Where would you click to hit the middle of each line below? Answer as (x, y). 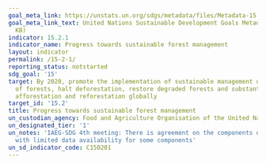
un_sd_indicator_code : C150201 (60, 147)
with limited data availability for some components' (106, 140)
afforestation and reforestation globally (86, 96)
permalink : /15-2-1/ (42, 60)
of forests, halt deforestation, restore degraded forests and (122, 89)
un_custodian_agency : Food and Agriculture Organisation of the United (129, 118)
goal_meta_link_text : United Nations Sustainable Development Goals (123, 23)
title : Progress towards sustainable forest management (102, 111)
